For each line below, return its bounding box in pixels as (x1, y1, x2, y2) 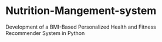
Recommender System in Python (5, 29, 85, 36)
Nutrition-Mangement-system (5, 4, 157, 17)
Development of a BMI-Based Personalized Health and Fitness (5, 23, 156, 30)
